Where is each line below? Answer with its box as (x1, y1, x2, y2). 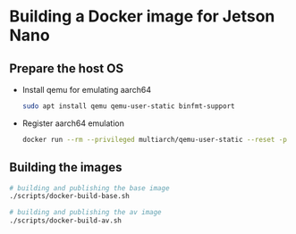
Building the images (9, 160, 123, 175)
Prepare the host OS (9, 61, 123, 76)
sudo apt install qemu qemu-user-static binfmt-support (21, 102, 235, 111)
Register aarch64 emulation (21, 118, 125, 129)
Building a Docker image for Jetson (9, 6, 275, 27)
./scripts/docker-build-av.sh (9, 216, 123, 225)
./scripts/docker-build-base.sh (9, 192, 130, 201)
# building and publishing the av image (9, 208, 163, 217)
